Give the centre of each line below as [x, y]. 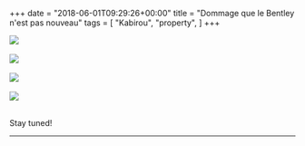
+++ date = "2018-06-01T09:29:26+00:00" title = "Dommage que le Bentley [152, 13]
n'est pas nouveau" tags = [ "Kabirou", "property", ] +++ [115, 23]
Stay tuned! [31, 123]
